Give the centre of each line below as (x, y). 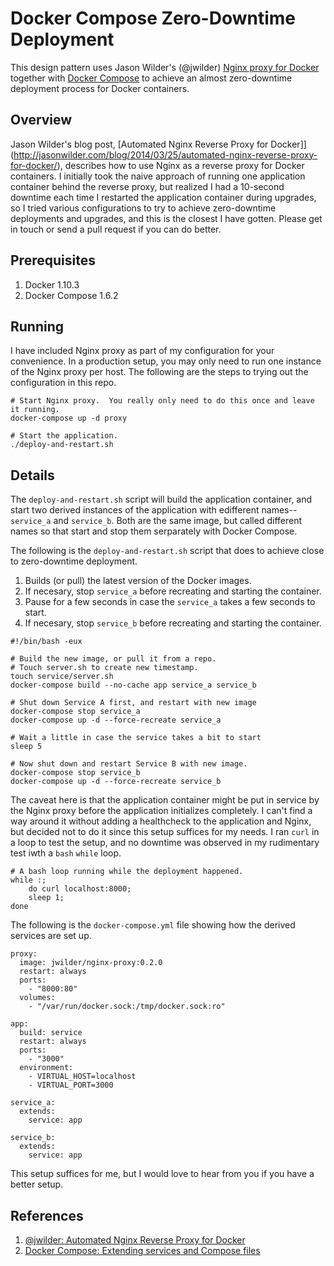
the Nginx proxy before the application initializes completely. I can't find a (161, 811)
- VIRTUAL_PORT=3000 (71, 1085)
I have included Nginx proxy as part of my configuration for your (142, 351)
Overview (41, 120)
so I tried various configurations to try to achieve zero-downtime (143, 208)
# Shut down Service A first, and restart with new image (133, 703)
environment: (46, 1068)
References (47, 1215)
